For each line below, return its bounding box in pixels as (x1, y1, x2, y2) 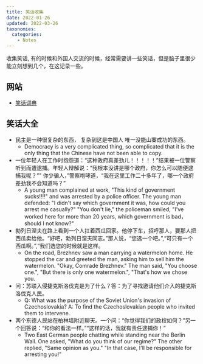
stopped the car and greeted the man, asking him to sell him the (24, 255, 184, 262)
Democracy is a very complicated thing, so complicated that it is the (24, 142, 194, 150)
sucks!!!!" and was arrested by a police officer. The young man (24, 192, 181, 200)
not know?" (45, 220, 74, 227)
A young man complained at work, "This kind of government (24, 186, 175, 194)
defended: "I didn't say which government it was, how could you (24, 199, 186, 206)
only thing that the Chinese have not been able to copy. (24, 149, 163, 156)
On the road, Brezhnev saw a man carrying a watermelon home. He (24, 249, 193, 256)
